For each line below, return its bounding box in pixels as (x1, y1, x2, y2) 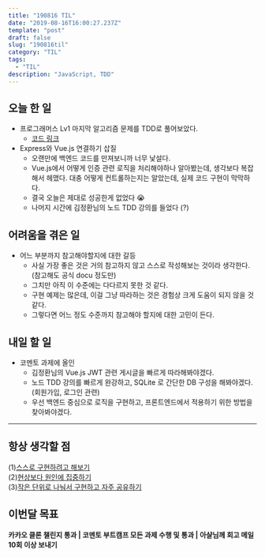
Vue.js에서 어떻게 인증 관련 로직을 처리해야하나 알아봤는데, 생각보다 (31, 164, 239, 173)
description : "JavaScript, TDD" (8, 70, 114, 78)
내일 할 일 (8, 335, 52, 348)
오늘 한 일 (8, 102, 52, 115)
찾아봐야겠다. (31, 408, 73, 417)
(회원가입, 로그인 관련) (31, 388, 100, 397)
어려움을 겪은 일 (8, 228, 80, 242)
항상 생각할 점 (8, 440, 71, 454)
